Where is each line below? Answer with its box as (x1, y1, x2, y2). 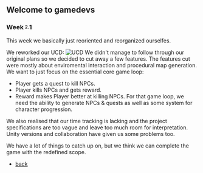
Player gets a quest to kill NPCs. (15, 80, 95, 87)
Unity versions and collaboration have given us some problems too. (6, 130, 175, 137)
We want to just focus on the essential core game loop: (6, 68, 144, 75)
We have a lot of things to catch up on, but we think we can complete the (6, 142, 190, 149)
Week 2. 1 (6, 23, 32, 32)
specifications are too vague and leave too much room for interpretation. (6, 124, 188, 131)
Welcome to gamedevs (6, 5, 95, 15)
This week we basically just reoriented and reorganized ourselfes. (6, 36, 171, 44)
